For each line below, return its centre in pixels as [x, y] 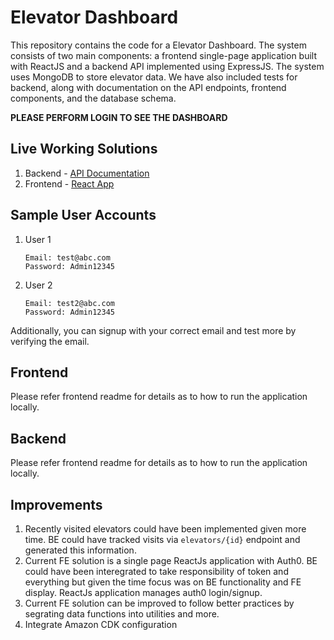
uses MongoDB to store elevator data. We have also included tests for [154, 77]
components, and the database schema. [93, 98]
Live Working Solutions [84, 149]
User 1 [38, 239]
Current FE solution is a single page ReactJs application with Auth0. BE [171, 560]
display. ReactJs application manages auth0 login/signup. [143, 592]
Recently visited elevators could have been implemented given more [165, 529]
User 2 [38, 285]
